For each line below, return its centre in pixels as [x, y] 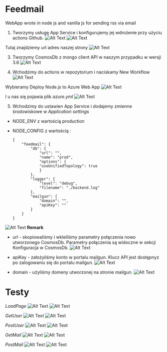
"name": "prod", [56, 157]
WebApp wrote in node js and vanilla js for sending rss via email [71, 23]
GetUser [14, 315]
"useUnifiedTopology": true [68, 166]
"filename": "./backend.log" [69, 187]
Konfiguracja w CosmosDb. [40, 248]
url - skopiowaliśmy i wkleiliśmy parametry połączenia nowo [74, 237]
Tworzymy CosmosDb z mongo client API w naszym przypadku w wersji [86, 57]
